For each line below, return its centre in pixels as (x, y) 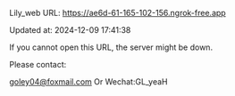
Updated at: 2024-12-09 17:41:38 (70, 30)
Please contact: (38, 64)
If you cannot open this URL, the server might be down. (111, 47)
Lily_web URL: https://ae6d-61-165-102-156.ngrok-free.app (117, 13)
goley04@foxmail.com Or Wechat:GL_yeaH (88, 82)
